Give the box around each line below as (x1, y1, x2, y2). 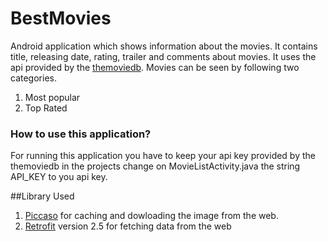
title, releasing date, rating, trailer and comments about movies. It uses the (10, 50, 317, 62)
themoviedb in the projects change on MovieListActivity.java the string (10, 160, 301, 172)
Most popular (24, 91, 81, 103)
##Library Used (10, 190, 75, 202)
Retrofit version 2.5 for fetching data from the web (24, 220, 232, 232)
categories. (10, 72, 57, 84)
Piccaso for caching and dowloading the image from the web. (24, 210, 279, 222)
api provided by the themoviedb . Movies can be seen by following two (10, 61, 300, 73)
